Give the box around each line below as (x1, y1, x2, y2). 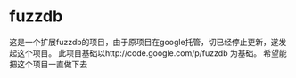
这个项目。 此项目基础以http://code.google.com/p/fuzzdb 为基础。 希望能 (16, 47, 287, 58)
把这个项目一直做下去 (9, 58, 87, 69)
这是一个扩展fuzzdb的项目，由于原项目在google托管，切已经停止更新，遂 (9, 36, 279, 47)
